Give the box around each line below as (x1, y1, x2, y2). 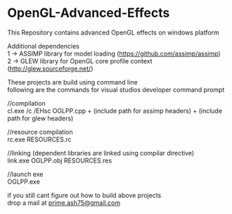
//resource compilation (7, 127, 73, 136)
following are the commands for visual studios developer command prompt (7, 85, 225, 94)
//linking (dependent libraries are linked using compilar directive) (7, 149, 195, 157)
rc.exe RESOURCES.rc (7, 135, 72, 144)
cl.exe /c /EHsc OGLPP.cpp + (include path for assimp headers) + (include (7, 106, 223, 115)
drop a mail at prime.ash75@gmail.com (7, 199, 121, 207)
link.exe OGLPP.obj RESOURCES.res (7, 156, 112, 165)
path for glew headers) (7, 114, 74, 122)
